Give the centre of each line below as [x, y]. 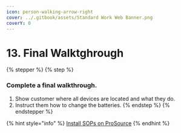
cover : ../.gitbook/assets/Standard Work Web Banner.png [80, 18]
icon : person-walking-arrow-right [50, 12]
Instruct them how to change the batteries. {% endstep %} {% [93, 105]
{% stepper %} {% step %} [40, 70]
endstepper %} [34, 111]
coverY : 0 [19, 23]
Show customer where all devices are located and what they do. [95, 99]
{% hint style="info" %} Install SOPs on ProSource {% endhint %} [88, 123]
